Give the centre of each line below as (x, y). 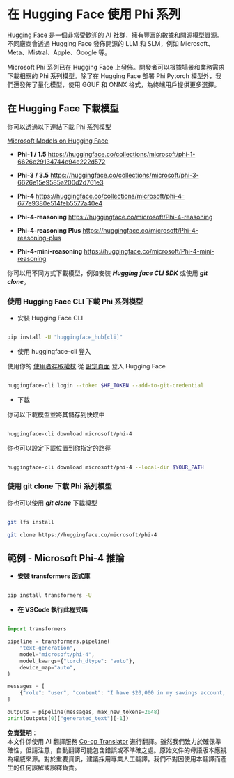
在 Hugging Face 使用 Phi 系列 (94, 14)
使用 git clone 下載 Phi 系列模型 (60, 486)
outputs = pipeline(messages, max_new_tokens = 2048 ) (84, 712)
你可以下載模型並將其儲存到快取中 (56, 414)
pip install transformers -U (49, 596)
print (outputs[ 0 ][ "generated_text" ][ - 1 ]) (68, 718)
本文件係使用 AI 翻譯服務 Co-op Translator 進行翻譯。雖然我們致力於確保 (111, 741)
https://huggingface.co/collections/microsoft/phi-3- (125, 175)
